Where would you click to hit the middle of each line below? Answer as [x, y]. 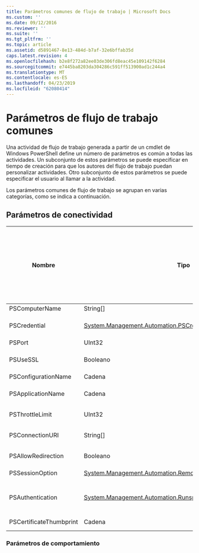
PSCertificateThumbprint [44, 522]
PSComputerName [35, 308]
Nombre [44, 265]
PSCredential [27, 325]
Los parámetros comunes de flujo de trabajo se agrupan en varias [87, 190]
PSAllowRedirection [36, 456]
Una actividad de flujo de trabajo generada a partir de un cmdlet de [88, 147]
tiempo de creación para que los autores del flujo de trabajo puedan [89, 166]
